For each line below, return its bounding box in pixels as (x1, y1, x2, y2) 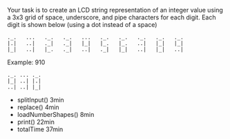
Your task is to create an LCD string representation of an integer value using (7, 6, 223, 14)
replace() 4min (17, 103, 60, 111)
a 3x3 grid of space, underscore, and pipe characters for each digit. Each (7, 13, 216, 21)
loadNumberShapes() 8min (17, 111, 95, 118)
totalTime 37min (17, 125, 64, 133)
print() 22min (17, 118, 55, 126)
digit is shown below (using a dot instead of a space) (7, 21, 157, 28)
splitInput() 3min (17, 96, 64, 104)
